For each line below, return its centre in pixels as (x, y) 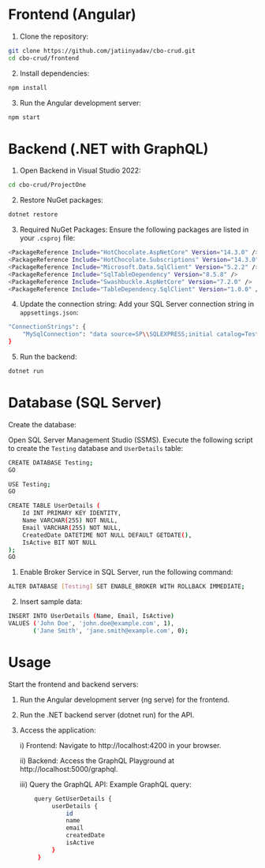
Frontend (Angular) (72, 15)
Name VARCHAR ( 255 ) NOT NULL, (70, 521)
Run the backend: (48, 357)
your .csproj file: (47, 238)
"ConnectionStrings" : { (47, 327)
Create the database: (43, 424)
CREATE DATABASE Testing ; (50, 463)
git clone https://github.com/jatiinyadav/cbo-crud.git (102, 50)
